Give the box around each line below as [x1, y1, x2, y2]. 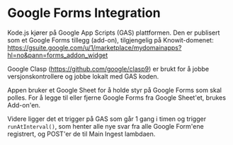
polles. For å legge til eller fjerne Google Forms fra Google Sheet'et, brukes [7, 93, 227, 102]
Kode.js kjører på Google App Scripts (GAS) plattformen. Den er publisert [7, 28, 220, 37]
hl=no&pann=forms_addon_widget [7, 51, 108, 59]
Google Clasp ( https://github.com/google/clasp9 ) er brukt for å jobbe [7, 64, 210, 73]
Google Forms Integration [7, 5, 161, 21]
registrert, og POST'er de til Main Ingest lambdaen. [7, 129, 156, 138]
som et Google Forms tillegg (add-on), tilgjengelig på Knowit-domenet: [7, 35, 214, 44]
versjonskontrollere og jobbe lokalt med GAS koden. [7, 72, 159, 81]
